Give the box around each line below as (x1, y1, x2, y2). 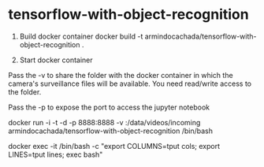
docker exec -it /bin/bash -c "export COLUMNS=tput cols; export (8, 141, 221, 150)
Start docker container (19, 55, 93, 65)
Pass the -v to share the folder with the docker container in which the (8, 70, 234, 80)
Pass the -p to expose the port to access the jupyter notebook (8, 102, 210, 112)
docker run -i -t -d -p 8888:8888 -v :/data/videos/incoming (8, 117, 201, 127)
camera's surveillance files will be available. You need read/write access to (8, 79, 252, 88)
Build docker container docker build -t (19, 32, 143, 41)
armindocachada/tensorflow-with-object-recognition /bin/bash (8, 126, 214, 135)
